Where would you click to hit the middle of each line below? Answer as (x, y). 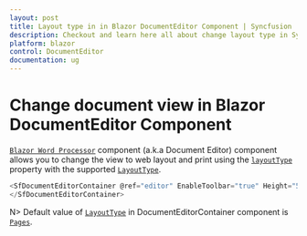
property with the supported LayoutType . (85, 169)
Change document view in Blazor (138, 105)
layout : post (34, 18)
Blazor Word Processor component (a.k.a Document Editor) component (143, 149)
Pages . (21, 221)
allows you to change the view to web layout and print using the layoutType (151, 159)
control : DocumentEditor (57, 52)
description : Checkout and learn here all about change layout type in (148, 35)
